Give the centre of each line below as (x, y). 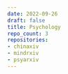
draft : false (26, 20)
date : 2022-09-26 (33, 14)
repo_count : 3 (28, 33)
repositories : (28, 40)
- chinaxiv (23, 47)
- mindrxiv (23, 54)
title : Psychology (34, 27)
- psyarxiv (23, 60)
